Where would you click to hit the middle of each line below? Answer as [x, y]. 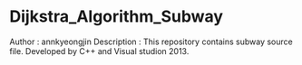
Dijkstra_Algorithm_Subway [117, 17]
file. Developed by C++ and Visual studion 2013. [99, 51]
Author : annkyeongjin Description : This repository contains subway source [151, 42]
